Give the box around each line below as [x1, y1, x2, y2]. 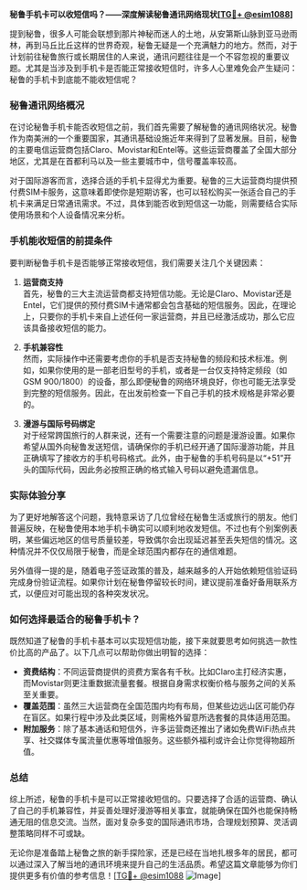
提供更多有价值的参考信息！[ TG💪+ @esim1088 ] [9, 870, 222, 881]
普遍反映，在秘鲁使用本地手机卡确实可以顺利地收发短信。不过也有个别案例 [9, 523, 290, 534]
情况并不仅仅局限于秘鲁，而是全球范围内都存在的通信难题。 [16, 546, 242, 556]
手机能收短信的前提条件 [9, 235, 112, 248]
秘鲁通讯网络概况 [9, 99, 85, 111]
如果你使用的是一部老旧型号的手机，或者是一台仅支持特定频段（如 [38, 365, 288, 376]
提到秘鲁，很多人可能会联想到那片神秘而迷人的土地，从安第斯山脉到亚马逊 [9, 28, 290, 39]
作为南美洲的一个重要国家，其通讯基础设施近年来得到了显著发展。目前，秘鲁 [9, 132, 298, 144]
